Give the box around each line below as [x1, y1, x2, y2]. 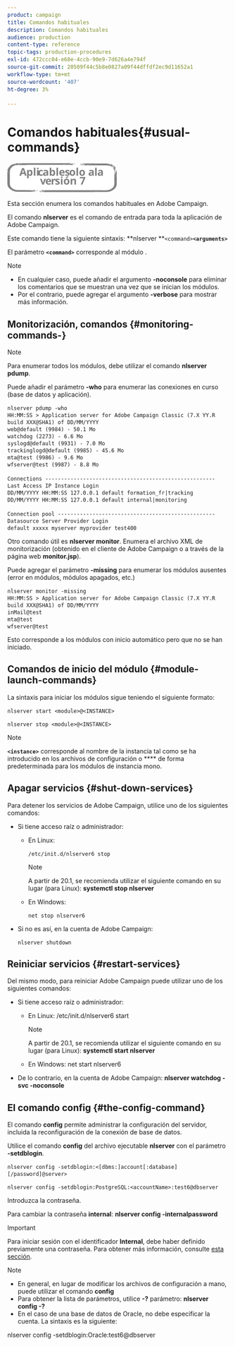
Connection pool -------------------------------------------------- [7, 511, 216, 518]
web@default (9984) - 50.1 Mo [7, 426, 96, 433]
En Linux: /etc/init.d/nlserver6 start [27, 1012, 129, 1020]
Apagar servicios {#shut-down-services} [7, 782, 193, 794]
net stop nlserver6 [27, 912, 86, 919]
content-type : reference [7, 41, 80, 49]
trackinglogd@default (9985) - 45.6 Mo [7, 447, 125, 454]
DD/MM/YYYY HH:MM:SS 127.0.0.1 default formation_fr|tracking [7, 490, 193, 497]
